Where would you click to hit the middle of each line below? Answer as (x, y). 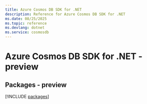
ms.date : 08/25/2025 (26, 19)
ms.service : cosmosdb (27, 32)
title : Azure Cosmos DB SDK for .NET (43, 10)
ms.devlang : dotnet (25, 28)
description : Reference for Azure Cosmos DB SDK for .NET (65, 14)
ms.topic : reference (26, 23)
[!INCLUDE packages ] (27, 96)
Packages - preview (36, 85)
